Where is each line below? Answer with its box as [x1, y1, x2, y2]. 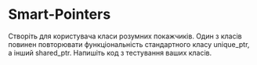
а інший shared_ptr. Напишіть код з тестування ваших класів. [8, 48, 212, 57]
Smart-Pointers [8, 5, 111, 23]
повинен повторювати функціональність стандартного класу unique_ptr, [8, 39, 250, 49]
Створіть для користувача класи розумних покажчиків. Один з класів [8, 31, 243, 41]
